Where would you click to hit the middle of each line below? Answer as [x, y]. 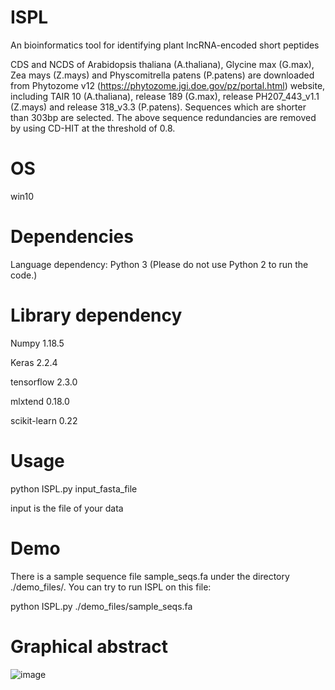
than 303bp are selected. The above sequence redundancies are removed [163, 117]
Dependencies [72, 237]
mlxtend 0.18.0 [40, 401]
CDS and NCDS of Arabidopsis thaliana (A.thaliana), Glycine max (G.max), [162, 64]
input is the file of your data [67, 508]
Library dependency [96, 315]
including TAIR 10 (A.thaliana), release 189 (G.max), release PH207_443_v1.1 [165, 96]
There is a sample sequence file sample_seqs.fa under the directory [150, 576]
